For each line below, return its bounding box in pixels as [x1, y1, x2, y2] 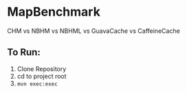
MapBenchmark [7, 4, 101, 20]
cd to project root [16, 72, 67, 80]
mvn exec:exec [16, 80, 58, 88]
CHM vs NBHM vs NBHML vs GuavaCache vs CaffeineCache [7, 27, 180, 35]
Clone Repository [16, 64, 67, 72]
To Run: [7, 46, 41, 58]
